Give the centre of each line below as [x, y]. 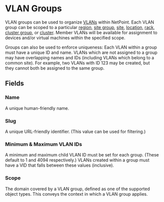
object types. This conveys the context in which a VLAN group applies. [77, 194]
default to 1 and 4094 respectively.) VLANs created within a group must [77, 160]
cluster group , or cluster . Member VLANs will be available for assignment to [81, 32]
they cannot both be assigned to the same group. [55, 68]
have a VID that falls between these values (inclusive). [59, 165]
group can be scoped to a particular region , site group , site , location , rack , [80, 27]
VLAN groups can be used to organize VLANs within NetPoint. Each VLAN [80, 22]
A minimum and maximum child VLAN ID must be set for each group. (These [82, 155]
